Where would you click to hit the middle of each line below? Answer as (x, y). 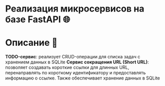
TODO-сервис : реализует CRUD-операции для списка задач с (73, 57)
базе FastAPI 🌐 (38, 19)
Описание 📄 (32, 43)
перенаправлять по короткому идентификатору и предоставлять (76, 73)
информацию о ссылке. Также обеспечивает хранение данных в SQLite (83, 78)
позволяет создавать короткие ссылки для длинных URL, (67, 67)
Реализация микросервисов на (75, 9)
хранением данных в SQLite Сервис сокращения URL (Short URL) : (77, 62)
